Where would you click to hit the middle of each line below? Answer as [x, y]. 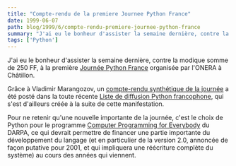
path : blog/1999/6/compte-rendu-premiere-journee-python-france [104, 27]
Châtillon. [21, 76]
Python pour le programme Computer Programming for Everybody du [108, 125]
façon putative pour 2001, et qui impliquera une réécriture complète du [110, 148]
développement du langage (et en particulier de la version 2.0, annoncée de [118, 140]
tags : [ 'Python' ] [33, 40]
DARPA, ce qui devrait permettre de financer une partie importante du [109, 133]
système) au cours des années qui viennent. [72, 155]
